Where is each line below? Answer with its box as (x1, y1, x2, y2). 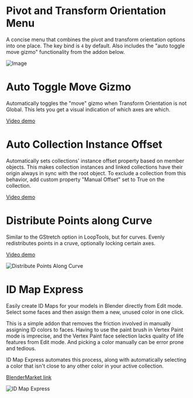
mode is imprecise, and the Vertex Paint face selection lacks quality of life (6, 332, 184, 339)
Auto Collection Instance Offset (6, 138, 163, 151)
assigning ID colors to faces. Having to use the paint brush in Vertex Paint (6, 326, 183, 333)
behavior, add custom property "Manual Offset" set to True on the (6, 176, 165, 183)
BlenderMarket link (6, 373, 51, 380)
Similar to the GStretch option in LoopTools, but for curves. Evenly (6, 233, 165, 240)
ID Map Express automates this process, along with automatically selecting (6, 356, 187, 363)
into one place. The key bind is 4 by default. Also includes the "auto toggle (6, 42, 185, 49)
